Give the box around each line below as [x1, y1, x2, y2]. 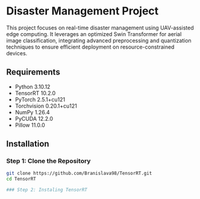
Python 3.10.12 [14, 83, 51, 90]
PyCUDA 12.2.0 [14, 115, 53, 122]
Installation [6, 139, 49, 149]
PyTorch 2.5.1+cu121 [14, 96, 66, 103]
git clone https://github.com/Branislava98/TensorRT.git [6, 170, 152, 177]
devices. [6, 49, 28, 57]
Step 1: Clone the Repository [6, 157, 91, 165]
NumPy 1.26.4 [14, 108, 50, 115]
